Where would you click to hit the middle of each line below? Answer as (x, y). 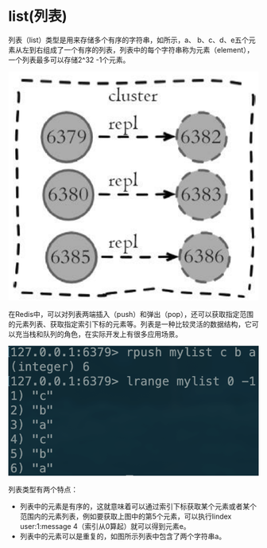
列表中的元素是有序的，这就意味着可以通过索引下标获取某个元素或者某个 (138, 506)
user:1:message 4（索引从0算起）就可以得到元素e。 (105, 526)
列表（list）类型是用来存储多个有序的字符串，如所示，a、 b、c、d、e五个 (128, 40)
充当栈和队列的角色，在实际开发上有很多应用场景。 (99, 335)
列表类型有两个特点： (43, 489)
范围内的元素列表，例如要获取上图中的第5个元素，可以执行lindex (126, 516)
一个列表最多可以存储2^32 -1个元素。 (69, 60)
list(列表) (38, 16)
